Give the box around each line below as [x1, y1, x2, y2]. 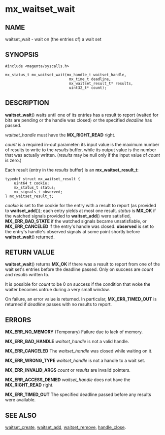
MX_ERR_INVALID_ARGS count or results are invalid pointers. [5, 367, 131, 373]
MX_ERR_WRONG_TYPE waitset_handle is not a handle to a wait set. [5, 357, 145, 364]
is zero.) [5, 157, 22, 163]
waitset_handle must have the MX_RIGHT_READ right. [5, 132, 116, 138]
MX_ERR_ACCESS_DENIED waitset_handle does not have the [5, 377, 131, 383]
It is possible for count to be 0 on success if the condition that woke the [5, 281, 151, 287]
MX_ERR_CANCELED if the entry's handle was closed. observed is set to [5, 223, 154, 229]
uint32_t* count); [68, 85, 107, 90]
